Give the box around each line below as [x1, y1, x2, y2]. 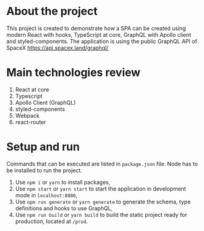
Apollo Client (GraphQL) [15, 99, 76, 106]
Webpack [15, 112, 40, 119]
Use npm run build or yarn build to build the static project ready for [15, 211, 187, 218]
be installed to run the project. [6, 167, 83, 174]
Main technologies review [6, 66, 141, 80]
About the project [6, 4, 98, 18]
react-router [15, 118, 47, 126]
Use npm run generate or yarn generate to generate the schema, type [15, 198, 191, 205]
